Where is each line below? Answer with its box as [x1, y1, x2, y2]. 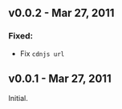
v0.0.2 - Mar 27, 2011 [8, 6, 115, 20]
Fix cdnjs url [19, 48, 65, 59]
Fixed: [8, 30, 34, 42]
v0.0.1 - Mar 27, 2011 [8, 72, 112, 86]
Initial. [8, 93, 28, 103]
